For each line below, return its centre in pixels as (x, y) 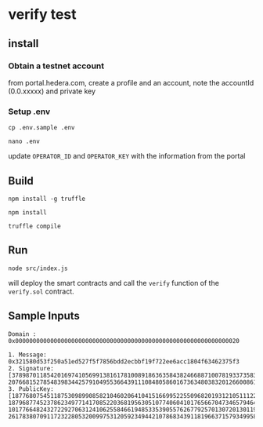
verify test (42, 15)
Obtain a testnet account (56, 66)
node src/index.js (38, 268)
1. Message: (27, 355)
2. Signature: (31, 368)
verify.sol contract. (41, 291)
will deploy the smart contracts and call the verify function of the (113, 283)
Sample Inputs (44, 316)
